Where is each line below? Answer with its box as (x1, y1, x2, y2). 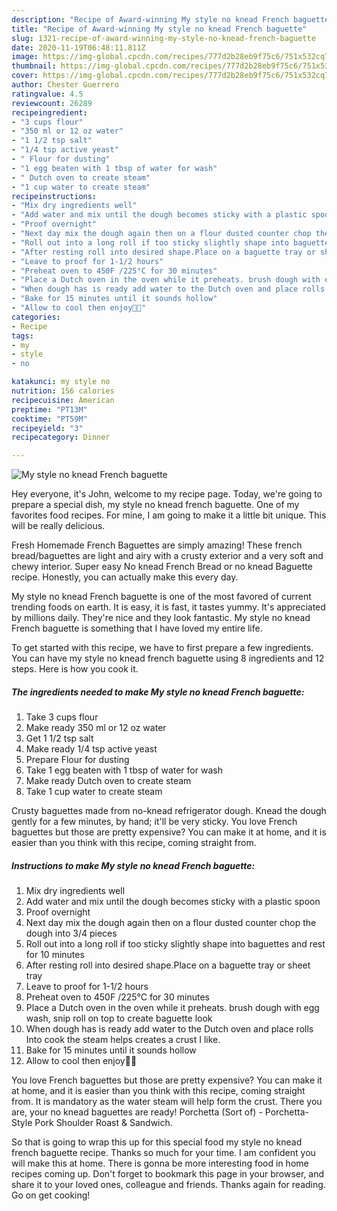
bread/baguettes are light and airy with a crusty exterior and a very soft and (11, 550, 324, 562)
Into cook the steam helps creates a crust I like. (25, 1034, 221, 1046)
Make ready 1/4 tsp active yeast (25, 743, 158, 755)
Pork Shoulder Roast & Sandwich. (34, 1117, 173, 1129)
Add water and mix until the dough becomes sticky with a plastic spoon (25, 896, 321, 908)
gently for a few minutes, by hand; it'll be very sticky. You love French (11, 816, 298, 828)
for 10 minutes (25, 949, 85, 961)
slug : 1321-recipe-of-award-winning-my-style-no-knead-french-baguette (11, 33, 316, 43)
